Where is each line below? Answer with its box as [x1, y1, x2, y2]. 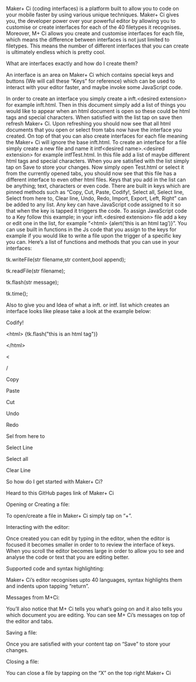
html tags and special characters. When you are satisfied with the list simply [6, 158, 190, 164]
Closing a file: [6, 658, 39, 665]
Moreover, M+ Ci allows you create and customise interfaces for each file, [6, 30, 184, 37]
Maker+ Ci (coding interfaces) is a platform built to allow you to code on [6, 5, 180, 12]
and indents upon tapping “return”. [6, 583, 90, 589]
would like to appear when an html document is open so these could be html [6, 108, 190, 114]
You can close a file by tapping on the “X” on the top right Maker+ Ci [6, 670, 171, 676]
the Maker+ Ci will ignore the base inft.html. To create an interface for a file [6, 139, 187, 145]
